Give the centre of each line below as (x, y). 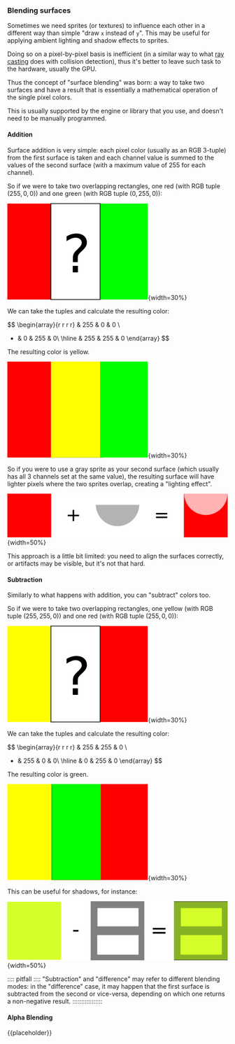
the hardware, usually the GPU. (52, 69)
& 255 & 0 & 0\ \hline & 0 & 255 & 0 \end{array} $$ (90, 761)
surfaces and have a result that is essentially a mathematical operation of (113, 90)
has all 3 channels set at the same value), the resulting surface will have (111, 476)
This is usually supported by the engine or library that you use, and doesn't (115, 111)
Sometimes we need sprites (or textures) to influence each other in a (106, 26)
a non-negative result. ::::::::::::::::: (55, 1001)
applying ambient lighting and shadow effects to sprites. (88, 41)
